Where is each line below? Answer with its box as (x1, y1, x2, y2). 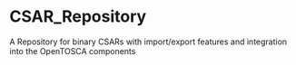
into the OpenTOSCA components (9, 45, 136, 56)
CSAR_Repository (9, 6, 147, 27)
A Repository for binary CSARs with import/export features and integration (9, 36, 288, 47)
